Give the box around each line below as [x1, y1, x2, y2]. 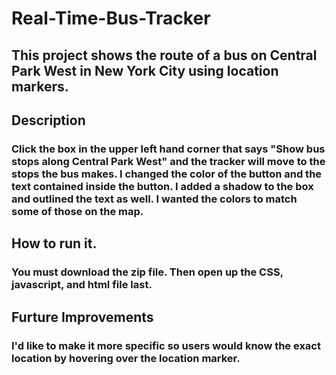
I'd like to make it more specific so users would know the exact [11, 338, 321, 352]
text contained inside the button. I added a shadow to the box [11, 179, 314, 193]
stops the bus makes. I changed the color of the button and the [11, 167, 323, 181]
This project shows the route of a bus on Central [11, 47, 318, 64]
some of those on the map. [11, 204, 144, 218]
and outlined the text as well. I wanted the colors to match [11, 192, 298, 206]
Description [11, 112, 86, 129]
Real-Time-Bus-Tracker [11, 7, 211, 30]
